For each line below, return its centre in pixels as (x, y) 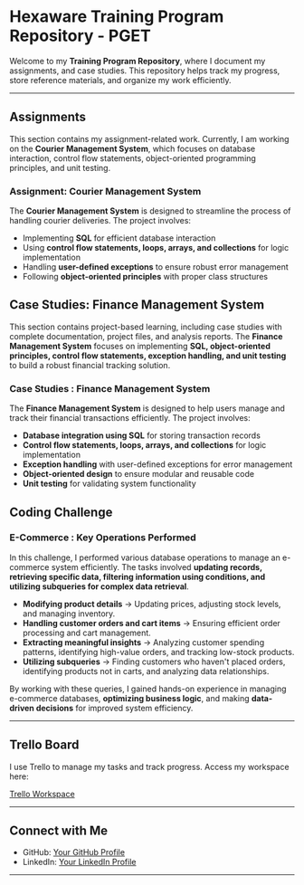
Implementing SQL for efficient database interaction (119, 238)
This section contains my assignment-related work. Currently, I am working (149, 138)
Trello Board (44, 745)
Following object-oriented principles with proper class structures (145, 277)
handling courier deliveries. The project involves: (100, 221)
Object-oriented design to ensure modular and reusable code (138, 474)
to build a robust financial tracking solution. (90, 365)
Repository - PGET (80, 36)
